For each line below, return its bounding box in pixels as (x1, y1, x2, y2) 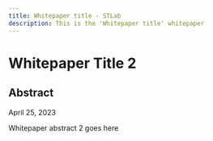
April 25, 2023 (8, 107, 57, 117)
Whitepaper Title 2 (8, 54, 137, 73)
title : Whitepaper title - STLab (8, 11, 121, 20)
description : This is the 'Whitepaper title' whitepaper (8, 19, 205, 27)
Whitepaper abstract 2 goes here (8, 122, 119, 133)
